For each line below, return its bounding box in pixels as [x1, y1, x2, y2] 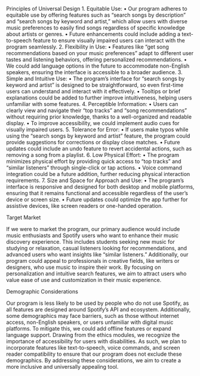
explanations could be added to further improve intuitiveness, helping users [6, 94, 192, 101]
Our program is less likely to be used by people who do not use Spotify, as [6, 299, 189, 307]
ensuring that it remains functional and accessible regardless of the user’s [6, 190, 188, 196]
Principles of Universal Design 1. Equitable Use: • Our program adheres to [6, 5, 187, 12]
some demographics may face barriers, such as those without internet [6, 313, 179, 319]
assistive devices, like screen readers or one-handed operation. [6, 202, 163, 209]
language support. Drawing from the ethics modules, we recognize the [6, 332, 180, 338]
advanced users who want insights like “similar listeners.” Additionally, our [6, 251, 189, 258]
